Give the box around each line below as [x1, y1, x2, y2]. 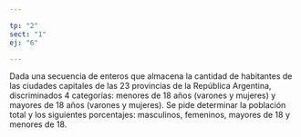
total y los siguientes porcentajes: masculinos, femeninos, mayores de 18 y [9, 110, 290, 121]
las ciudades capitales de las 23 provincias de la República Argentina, [9, 81, 272, 92]
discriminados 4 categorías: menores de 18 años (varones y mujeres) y [9, 90, 276, 101]
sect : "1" [9, 29, 47, 39]
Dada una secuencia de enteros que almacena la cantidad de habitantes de [9, 71, 293, 82]
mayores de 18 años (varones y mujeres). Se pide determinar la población [9, 100, 286, 111]
